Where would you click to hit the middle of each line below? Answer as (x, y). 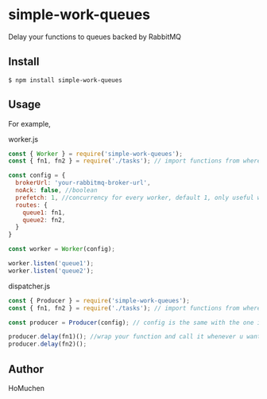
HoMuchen (27, 388)
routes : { (31, 205)
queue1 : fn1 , (44, 213)
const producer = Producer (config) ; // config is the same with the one (131, 323)
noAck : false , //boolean (56, 190)
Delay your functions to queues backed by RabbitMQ (95, 37)
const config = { (37, 176)
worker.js (23, 139)
